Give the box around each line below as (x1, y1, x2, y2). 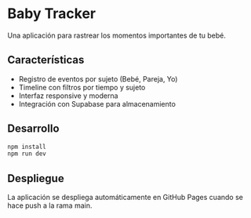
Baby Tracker (7, 5, 96, 23)
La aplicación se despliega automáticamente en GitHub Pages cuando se (7, 193, 244, 202)
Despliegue (7, 172, 64, 185)
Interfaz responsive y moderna (18, 91, 118, 100)
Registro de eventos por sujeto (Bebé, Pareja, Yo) (18, 74, 178, 83)
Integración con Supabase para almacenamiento (18, 99, 176, 108)
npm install (7, 143, 46, 151)
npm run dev (7, 150, 46, 158)
